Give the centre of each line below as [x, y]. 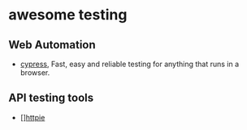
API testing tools [51, 98]
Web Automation [52, 45]
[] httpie [32, 117]
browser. [35, 73]
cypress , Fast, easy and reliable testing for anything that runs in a [130, 64]
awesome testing [68, 15]
